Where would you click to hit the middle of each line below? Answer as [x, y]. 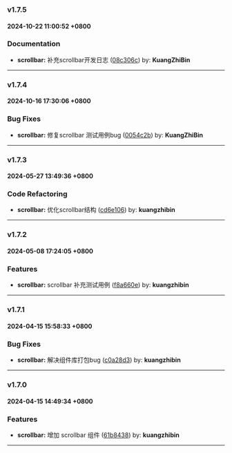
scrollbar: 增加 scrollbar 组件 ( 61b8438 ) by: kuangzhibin [98, 435]
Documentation [34, 44]
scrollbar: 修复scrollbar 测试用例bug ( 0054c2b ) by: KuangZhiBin [110, 135]
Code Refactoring [37, 194]
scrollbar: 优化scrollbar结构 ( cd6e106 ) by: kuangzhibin [96, 210]
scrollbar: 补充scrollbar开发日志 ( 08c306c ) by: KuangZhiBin [104, 59]
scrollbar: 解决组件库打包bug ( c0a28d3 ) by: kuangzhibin [99, 360]
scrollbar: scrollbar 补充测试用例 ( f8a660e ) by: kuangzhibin [103, 285]
